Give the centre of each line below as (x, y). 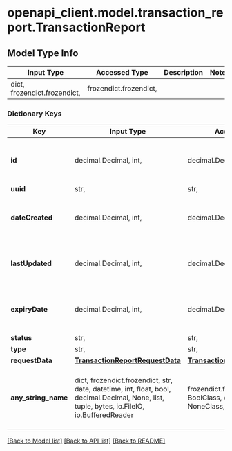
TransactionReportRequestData (128, 360)
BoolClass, (205, 398)
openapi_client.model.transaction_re (115, 13)
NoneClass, (206, 407)
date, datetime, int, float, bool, (123, 389)
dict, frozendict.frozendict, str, (124, 380)
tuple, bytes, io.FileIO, (110, 407)
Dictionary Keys (35, 114)
